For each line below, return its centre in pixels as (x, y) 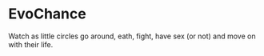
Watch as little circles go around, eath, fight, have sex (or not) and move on (132, 36)
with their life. (31, 44)
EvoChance (47, 14)
